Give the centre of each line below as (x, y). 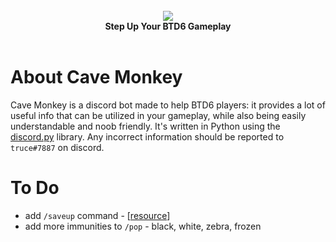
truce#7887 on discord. (57, 147)
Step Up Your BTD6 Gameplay (168, 26)
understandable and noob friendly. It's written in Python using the (145, 126)
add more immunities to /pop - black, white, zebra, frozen (143, 226)
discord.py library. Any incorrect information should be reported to (147, 136)
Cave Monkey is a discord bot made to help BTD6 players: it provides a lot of (168, 105)
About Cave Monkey (96, 77)
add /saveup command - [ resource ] (97, 215)
